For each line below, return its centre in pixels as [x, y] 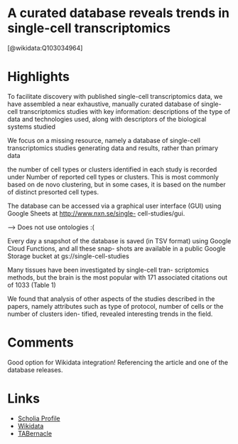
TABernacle [34, 433]
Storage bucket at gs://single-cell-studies [68, 256]
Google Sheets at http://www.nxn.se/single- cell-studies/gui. [96, 213]
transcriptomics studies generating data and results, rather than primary [113, 148]
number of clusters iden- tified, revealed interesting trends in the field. [110, 314]
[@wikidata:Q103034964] [45, 48]
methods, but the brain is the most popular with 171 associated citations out [118, 277]
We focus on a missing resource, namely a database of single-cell [104, 140]
